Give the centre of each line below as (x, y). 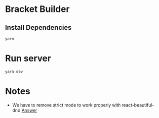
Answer (29, 110)
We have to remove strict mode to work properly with (66, 105)
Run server (28, 59)
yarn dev (14, 71)
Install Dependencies (38, 28)
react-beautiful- (138, 105)
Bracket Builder (38, 9)
